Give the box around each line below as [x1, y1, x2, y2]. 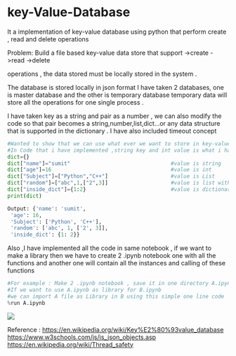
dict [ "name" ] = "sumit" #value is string [7, 159, 221, 167]
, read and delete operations [7, 34, 89, 43]
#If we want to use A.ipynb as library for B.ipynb [7, 286, 162, 294]
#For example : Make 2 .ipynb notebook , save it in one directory [7, 280, 209, 287]
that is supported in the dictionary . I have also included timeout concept [7, 126, 217, 135]
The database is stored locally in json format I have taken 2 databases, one [7, 83, 225, 91]
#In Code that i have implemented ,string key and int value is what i [7, 147, 221, 154]
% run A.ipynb [7, 299, 46, 306]
